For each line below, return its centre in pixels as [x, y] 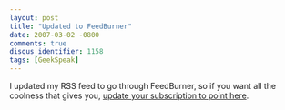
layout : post [34, 18]
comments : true [38, 43]
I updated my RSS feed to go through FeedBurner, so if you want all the [143, 86]
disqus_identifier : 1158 [56, 52]
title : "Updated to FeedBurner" [71, 26]
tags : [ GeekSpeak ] [44, 60]
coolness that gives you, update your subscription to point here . [129, 95]
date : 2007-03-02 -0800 [55, 35]
